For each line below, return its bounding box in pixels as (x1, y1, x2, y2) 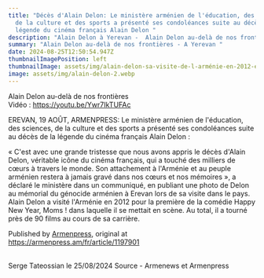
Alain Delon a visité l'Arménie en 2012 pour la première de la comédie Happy (8, 197, 255, 207)
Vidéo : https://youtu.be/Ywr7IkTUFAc (8, 100, 131, 109)
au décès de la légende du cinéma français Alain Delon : (8, 131, 191, 141)
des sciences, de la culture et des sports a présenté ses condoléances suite (8, 123, 255, 133)
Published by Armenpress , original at (8, 229, 128, 238)
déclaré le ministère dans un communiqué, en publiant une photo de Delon (8, 180, 250, 189)
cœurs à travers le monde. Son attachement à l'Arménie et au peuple (8, 163, 232, 173)
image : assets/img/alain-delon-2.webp (8, 70, 135, 78)
